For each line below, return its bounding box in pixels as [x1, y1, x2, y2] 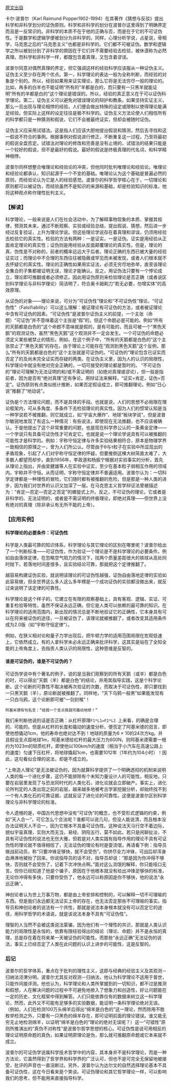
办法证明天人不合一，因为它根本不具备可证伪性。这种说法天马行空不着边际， [5, 822, 167, 829]
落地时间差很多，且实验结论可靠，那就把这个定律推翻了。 [27, 561, 149, 567]
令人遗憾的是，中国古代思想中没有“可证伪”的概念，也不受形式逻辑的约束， [5, 809, 162, 816]
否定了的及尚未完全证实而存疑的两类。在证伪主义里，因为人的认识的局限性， [5, 356, 167, 362]
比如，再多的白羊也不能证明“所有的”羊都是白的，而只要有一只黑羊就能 [5, 84, 153, 90]
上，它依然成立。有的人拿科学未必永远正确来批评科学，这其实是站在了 [5, 639, 154, 645]
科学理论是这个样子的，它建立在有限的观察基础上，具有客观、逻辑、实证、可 [5, 596, 167, 602]
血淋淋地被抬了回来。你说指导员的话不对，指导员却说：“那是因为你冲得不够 [5, 855, 165, 861]
